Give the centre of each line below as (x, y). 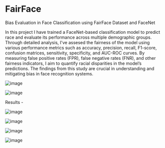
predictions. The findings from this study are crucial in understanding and (80, 68)
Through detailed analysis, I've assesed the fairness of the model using (78, 42)
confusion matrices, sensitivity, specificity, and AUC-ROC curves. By (75, 53)
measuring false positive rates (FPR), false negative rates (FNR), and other (81, 58)
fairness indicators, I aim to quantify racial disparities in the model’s (73, 63)
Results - (14, 102)
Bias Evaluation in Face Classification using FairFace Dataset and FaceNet (80, 23)
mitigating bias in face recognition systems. (49, 74)
